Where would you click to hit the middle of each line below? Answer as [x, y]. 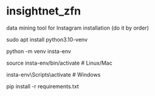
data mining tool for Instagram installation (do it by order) [77, 28]
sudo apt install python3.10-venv [47, 39]
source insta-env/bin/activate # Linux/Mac [59, 63]
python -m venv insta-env [39, 51]
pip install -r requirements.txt [43, 86]
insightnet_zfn [43, 11]
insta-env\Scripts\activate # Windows [53, 74]
